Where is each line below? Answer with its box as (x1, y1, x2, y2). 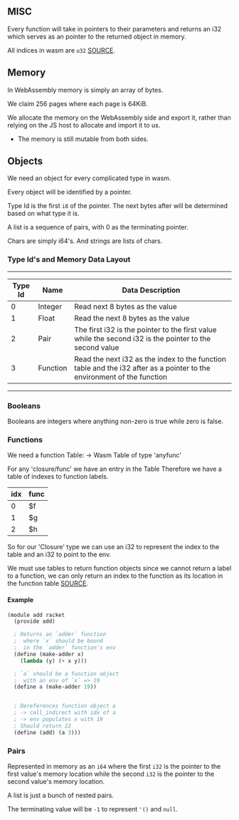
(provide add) (14, 618, 55, 626)
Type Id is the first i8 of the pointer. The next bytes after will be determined (7, 202, 228, 210)
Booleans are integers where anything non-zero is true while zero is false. (7, 417, 224, 426)
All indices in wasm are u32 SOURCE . (7, 46, 116, 54)
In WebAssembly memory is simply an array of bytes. (7, 85, 164, 94)
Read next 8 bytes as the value (74, 301, 177, 311)
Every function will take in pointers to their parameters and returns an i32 (7, 24, 222, 33)
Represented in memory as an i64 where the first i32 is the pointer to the (7, 762, 221, 770)
